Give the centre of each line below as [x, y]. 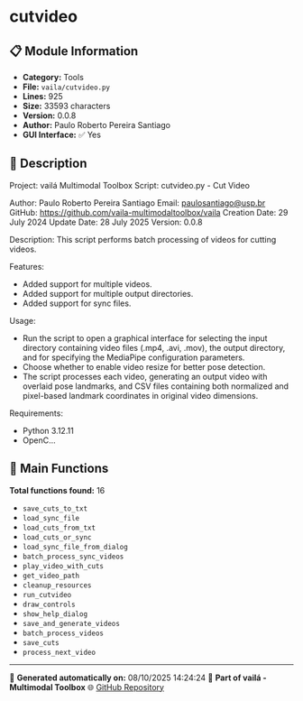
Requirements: [36, 413]
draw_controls [49, 604]
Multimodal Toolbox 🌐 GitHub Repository [87, 687]
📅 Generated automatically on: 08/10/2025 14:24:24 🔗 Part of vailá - [138, 678]
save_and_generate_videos [71, 623]
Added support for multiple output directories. [108, 293]
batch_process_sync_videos [73, 557]
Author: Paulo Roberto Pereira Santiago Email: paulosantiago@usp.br [138, 203]
